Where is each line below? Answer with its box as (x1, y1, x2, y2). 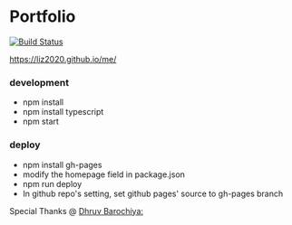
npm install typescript (22, 107, 104, 117)
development (9, 76, 70, 89)
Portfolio (9, 6, 76, 27)
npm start (22, 116, 59, 127)
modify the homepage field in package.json (22, 169, 186, 180)
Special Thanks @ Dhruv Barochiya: (9, 205, 143, 216)
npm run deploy (22, 178, 83, 189)
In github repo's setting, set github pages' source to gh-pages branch (22, 188, 284, 199)
